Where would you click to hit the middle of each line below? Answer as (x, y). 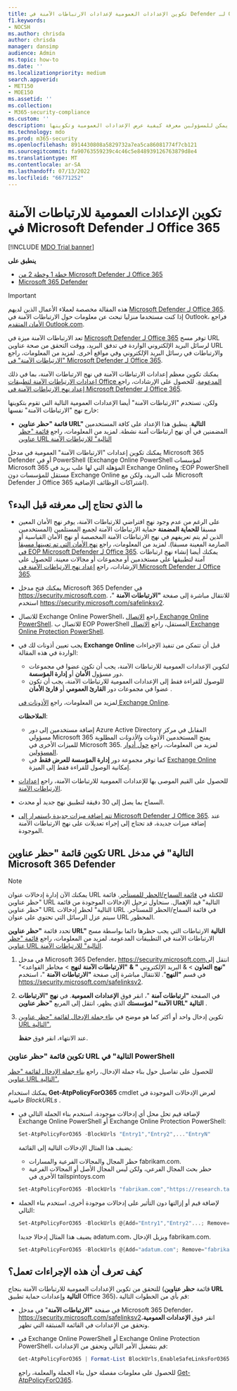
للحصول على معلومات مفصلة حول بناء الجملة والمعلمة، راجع (97, 1372)
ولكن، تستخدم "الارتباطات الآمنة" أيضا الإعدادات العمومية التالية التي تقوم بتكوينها (113, 403)
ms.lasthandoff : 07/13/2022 (49, 171)
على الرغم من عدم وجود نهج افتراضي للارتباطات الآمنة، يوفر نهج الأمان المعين (119, 522)
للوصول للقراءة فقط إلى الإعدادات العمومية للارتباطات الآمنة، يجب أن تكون (126, 681)
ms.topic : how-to (33, 60)
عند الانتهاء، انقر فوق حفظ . (53, 1038)
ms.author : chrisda (37, 34)
